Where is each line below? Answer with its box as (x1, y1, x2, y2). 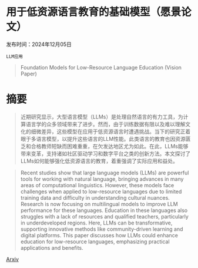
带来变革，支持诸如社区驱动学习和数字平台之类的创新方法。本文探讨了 (20, 150, 191, 157)
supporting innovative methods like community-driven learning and (20, 225, 183, 233)
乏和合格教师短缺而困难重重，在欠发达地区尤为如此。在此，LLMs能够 (20, 143, 189, 150)
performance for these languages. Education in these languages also (20, 207, 188, 214)
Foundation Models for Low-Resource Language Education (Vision (20, 64, 182, 71)
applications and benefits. (20, 244, 83, 251)
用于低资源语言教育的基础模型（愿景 (6, 5, 182, 19)
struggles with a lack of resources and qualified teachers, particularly (20, 213, 189, 220)
